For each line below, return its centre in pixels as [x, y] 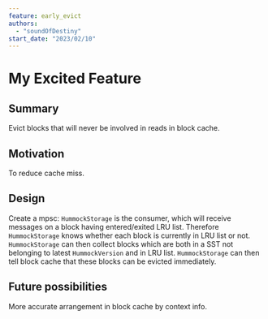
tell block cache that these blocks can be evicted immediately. [112, 261]
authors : [23, 24]
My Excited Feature [75, 79]
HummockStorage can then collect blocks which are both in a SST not [121, 244]
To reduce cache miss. [47, 173]
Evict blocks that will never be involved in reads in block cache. [115, 128]
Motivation [37, 154]
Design [27, 198]
